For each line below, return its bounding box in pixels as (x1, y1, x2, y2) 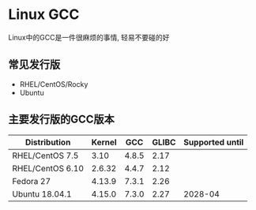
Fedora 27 (12, 175, 51, 186)
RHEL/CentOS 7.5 (12, 150, 79, 161)
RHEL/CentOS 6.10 (12, 163, 85, 174)
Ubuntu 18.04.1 (12, 188, 73, 199)
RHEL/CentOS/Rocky (19, 79, 88, 88)
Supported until (183, 137, 244, 148)
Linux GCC (8, 6, 80, 24)
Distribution (24, 137, 71, 148)
